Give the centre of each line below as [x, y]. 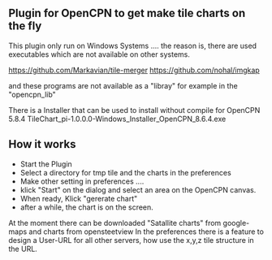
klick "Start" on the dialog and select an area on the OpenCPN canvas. [138, 189]
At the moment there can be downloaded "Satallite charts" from [115, 223]
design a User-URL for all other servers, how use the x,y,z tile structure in [131, 240]
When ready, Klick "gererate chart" [79, 198]
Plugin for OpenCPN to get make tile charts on [127, 13]
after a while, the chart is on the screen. [87, 207]
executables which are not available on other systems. [99, 54]
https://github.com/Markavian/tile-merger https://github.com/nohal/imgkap [134, 70]
